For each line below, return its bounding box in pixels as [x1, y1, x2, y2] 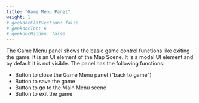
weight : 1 [6, 14, 31, 20]
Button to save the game [14, 78, 76, 85]
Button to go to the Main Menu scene [14, 84, 106, 91]
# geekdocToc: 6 [6, 25, 47, 32]
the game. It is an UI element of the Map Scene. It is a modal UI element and [6, 54, 194, 61]
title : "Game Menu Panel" [6, 8, 71, 15]
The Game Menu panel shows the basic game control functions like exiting [6, 47, 190, 54]
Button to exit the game [14, 90, 73, 98]
